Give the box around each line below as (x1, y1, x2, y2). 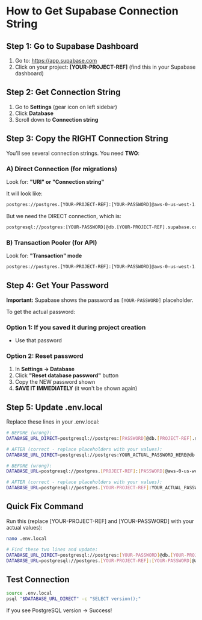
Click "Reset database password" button (14, 372, 119, 379)
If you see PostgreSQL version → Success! (6, 607, 112, 614)
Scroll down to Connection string (14, 116, 99, 123)
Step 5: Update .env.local (6, 402, 103, 412)
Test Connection (6, 574, 70, 584)
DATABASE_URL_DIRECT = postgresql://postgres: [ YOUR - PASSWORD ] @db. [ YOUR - (6, 552, 187, 558)
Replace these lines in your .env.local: (6, 418, 100, 425)
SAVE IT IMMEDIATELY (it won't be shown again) (14, 384, 138, 392)
